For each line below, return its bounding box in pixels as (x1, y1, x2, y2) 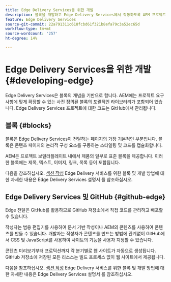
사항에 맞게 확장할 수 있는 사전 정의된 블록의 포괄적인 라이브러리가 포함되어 (5, 99, 154, 105)
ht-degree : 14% (5, 36, 38, 41)
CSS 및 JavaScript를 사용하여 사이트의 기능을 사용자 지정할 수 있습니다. (10, 237, 153, 243)
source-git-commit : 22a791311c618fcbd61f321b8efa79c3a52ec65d (5, 21, 140, 27)
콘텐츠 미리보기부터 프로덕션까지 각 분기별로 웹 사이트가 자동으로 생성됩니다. (5, 247, 156, 254)
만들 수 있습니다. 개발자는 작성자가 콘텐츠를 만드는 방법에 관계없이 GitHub (14, 231, 161, 237)
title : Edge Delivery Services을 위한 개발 (5, 7, 94, 13)
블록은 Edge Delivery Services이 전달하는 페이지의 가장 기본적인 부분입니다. (5, 136, 158, 142)
